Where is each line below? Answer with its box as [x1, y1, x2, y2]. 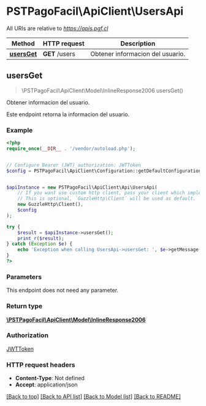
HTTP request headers [6, 361, 75, 369]
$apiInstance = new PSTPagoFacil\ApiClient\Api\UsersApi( [6, 184, 158, 190]
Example [6, 126, 33, 135]
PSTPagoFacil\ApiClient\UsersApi [6, 4, 184, 18]
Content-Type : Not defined [15, 375, 85, 382]
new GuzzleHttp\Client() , [17, 201, 84, 208]
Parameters [6, 272, 42, 281]
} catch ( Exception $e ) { [6, 241, 72, 247]
